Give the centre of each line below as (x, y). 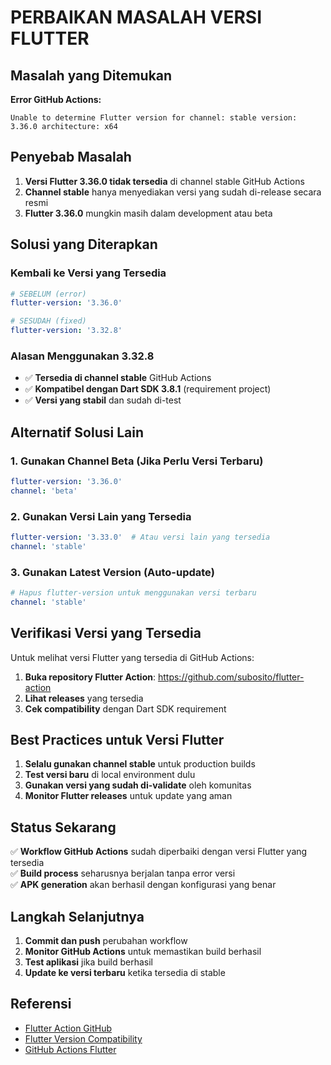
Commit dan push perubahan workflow (106, 941)
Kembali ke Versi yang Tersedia (88, 273)
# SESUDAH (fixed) (48, 321)
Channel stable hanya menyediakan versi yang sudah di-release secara (173, 192)
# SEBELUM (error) (48, 294)
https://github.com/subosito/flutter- (231, 677)
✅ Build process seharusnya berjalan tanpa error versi (123, 873)
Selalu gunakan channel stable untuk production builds (140, 764)
